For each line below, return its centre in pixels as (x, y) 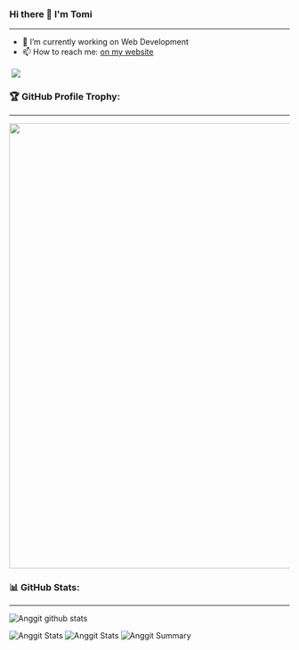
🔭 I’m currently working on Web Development (105, 42)
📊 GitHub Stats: (44, 587)
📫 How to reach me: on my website (88, 52)
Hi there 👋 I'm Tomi (51, 14)
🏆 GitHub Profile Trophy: (65, 97)
